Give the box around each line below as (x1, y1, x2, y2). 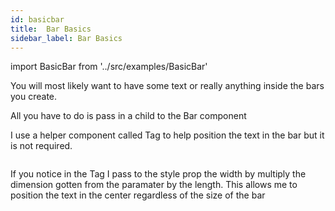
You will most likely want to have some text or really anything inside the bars (10, 80, 325, 92)
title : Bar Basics (10, 24, 92, 34)
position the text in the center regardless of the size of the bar (10, 189, 266, 201)
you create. (10, 91, 58, 103)
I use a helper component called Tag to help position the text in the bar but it (10, 129, 325, 141)
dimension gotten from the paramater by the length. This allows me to (10, 179, 298, 191)
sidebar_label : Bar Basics (10, 33, 123, 43)
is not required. (10, 140, 73, 152)
